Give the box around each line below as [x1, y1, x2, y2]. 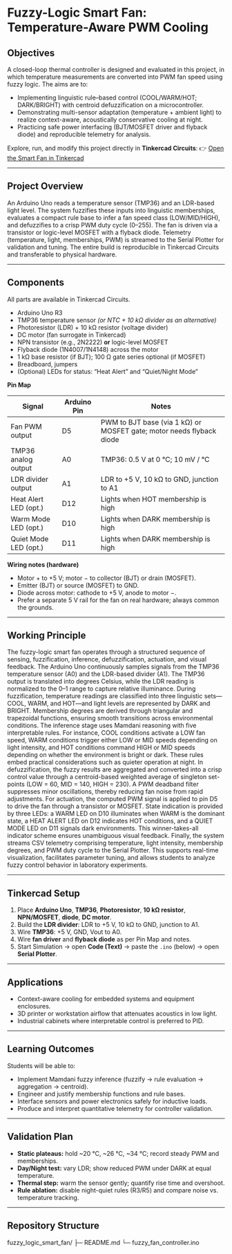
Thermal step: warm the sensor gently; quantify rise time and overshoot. [17, 1179, 225, 1187]
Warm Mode [10, 514, 50, 523]
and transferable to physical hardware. [7, 250, 117, 259]
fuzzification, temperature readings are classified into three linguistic [7, 692, 203, 700]
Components [7, 277, 64, 288]
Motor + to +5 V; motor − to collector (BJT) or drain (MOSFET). [17, 574, 196, 582]
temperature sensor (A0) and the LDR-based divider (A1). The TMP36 [7, 670, 205, 678]
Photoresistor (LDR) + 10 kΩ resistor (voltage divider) [17, 323, 168, 331]
